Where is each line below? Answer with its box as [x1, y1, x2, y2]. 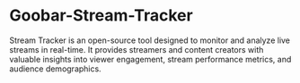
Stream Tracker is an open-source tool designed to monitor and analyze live [9, 35, 290, 46]
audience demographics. [9, 63, 101, 74]
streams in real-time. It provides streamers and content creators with [9, 44, 264, 54]
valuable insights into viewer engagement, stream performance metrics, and [9, 54, 292, 64]
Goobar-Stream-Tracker [9, 5, 193, 26]
